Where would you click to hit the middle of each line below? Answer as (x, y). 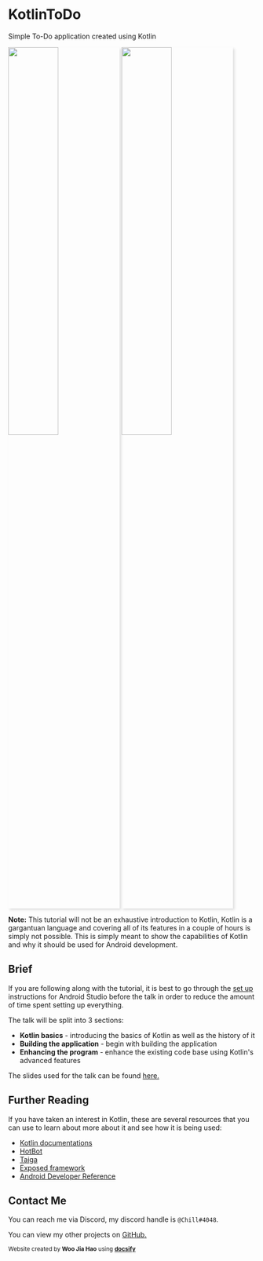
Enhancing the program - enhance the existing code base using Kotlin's (136, 1052)
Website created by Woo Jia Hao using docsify (72, 1249)
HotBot (31, 1151)
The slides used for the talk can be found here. (84, 1075)
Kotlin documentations (56, 1142)
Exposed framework (52, 1168)
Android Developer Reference (68, 1176)
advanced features (50, 1060)
